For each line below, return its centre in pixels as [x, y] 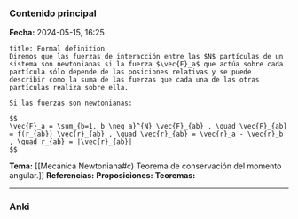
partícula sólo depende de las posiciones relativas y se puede [130, 72]
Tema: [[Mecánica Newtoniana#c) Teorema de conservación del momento [145, 166]
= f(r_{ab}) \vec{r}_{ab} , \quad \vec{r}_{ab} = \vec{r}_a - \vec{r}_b [146, 134]
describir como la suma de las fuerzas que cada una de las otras [134, 80]
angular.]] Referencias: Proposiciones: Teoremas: [102, 176]
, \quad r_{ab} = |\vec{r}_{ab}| [71, 142]
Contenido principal [53, 13]
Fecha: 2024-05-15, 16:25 [57, 33]
